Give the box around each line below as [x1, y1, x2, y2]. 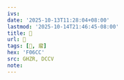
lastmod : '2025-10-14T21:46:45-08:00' [7, 23, 119, 30]
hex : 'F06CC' [7, 49, 45, 56]
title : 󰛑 [7, 29, 33, 37]
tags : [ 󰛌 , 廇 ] [7, 42, 47, 49]
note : [7, 62, 23, 69]
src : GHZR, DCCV [7, 56, 54, 63]
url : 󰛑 [7, 36, 26, 43]
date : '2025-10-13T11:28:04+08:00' [7, 17, 110, 24]
